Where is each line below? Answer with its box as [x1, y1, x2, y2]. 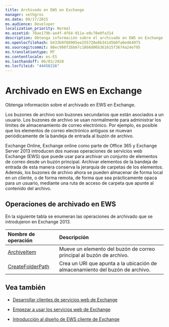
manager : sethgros [5, 12, 44, 17]
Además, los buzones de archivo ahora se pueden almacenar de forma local [5, 170, 163, 176]
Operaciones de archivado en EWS [5, 200, 117, 209]
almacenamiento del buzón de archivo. [59, 266, 151, 273]
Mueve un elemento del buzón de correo [59, 245, 155, 252]
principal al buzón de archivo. [59, 252, 129, 259]
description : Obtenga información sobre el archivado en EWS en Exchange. [5, 36, 165, 41]
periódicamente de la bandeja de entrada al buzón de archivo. [5, 133, 134, 139]
